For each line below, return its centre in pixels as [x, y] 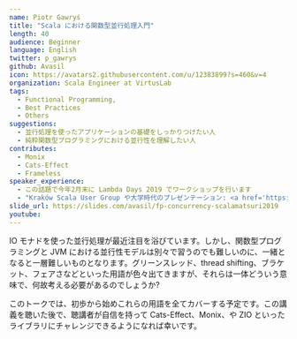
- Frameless [39, 173]
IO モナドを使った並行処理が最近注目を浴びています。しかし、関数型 [134, 240]
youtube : [25, 214]
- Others [33, 116]
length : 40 [29, 34]
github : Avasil [37, 67]
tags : [19, 91]
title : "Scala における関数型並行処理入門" [82, 26]
